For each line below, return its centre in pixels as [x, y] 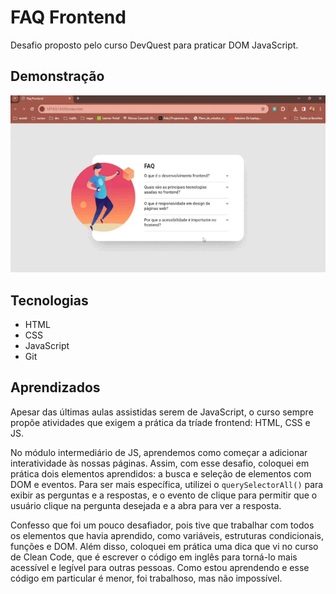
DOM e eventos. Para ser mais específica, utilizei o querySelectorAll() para [167, 484]
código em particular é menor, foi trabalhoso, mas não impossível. [146, 578]
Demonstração [57, 76]
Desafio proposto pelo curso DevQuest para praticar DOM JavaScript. [154, 45]
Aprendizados [55, 387]
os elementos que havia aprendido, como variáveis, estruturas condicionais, [167, 535]
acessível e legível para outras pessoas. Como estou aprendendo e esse [160, 567]
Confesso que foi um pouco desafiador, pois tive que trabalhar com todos [162, 525]
